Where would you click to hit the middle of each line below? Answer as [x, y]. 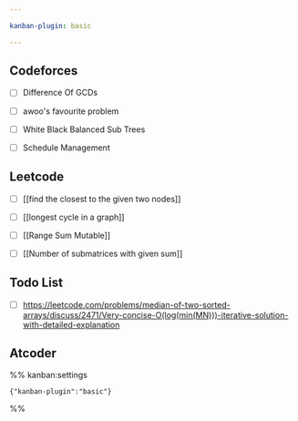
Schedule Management [67, 148]
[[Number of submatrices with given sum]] [103, 253]
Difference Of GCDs [60, 93]
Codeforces [44, 71]
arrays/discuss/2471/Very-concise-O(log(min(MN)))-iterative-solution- [155, 314]
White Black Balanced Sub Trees [84, 129]
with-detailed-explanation [71, 324]
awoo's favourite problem [71, 111]
